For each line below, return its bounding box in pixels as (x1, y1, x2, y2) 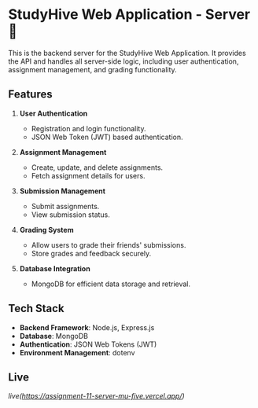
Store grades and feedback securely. (31, 248, 152, 258)
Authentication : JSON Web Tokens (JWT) (19, 340, 157, 349)
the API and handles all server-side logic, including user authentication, (8, 57, 239, 66)
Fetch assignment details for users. (31, 171, 146, 180)
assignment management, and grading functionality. (8, 64, 177, 74)
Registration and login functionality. (31, 123, 146, 133)
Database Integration (19, 263, 90, 273)
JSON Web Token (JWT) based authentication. (31, 132, 183, 142)
